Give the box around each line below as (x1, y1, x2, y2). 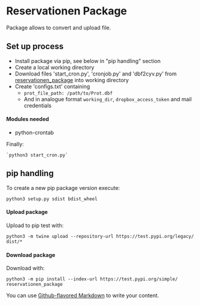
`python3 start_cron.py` (6, 152, 68, 158)
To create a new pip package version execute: (6, 184, 120, 191)
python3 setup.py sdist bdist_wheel (6, 196, 98, 202)
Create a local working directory (14, 64, 95, 71)
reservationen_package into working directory (14, 76, 129, 83)
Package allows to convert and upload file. (6, 24, 111, 31)
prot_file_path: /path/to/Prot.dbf (23, 90, 113, 96)
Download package (6, 251, 56, 258)
